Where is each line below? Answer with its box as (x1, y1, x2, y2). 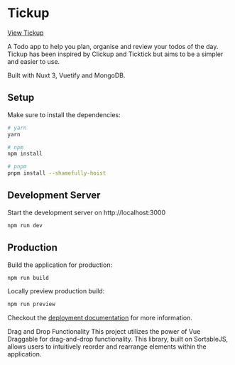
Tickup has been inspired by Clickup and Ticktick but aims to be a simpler (7, 50, 224, 58)
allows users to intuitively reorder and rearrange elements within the (7, 342, 207, 351)
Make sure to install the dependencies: (7, 110, 121, 119)
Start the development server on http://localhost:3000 (7, 208, 165, 217)
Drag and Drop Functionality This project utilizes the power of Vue (7, 327, 201, 336)
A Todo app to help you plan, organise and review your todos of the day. (7, 42, 219, 50)
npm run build (7, 274, 50, 281)
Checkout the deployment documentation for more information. (7, 314, 193, 322)
